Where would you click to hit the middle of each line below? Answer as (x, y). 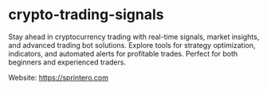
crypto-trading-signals (86, 15)
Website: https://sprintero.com (59, 77)
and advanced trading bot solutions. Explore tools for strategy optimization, (132, 45)
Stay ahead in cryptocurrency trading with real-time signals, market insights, (134, 37)
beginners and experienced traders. (67, 62)
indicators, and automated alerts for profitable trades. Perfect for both (123, 53)
